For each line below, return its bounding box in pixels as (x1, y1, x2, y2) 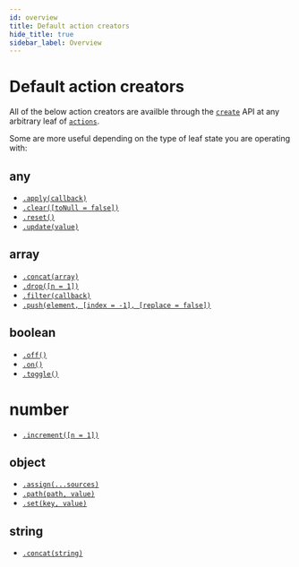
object (9, 454, 47, 470)
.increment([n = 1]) (21, 431, 99, 440)
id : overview (9, 13, 58, 22)
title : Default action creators (9, 21, 130, 30)
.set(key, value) (21, 499, 88, 509)
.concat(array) (21, 272, 80, 281)
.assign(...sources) (21, 480, 99, 489)
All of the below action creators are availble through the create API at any (9, 107, 280, 117)
